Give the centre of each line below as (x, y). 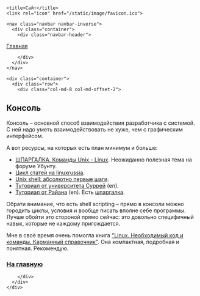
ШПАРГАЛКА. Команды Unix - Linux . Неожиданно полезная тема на (103, 160)
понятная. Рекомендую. (37, 248)
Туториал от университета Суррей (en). (67, 185)
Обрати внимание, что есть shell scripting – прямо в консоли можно (95, 204)
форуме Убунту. (36, 166)
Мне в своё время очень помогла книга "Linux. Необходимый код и (95, 235)
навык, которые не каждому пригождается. (63, 223)
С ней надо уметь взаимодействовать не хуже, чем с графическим (95, 129)
